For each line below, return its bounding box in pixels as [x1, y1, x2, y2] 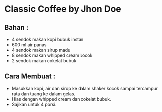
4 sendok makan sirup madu [11, 47, 71, 53]
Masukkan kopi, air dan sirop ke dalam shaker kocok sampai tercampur [11, 85, 158, 91]
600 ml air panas [11, 42, 47, 48]
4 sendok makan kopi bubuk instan [11, 36, 84, 42]
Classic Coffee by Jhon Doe [4, 3, 121, 15]
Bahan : [4, 23, 29, 32]
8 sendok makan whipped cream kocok [11, 52, 93, 58]
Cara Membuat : [4, 72, 56, 81]
